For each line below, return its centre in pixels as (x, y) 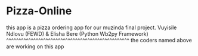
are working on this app (35, 46)
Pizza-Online (39, 11)
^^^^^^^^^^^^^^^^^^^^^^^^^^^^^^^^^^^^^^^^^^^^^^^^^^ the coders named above (99, 40)
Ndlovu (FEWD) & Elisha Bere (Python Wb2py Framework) (78, 33)
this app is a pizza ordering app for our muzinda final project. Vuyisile (92, 27)
